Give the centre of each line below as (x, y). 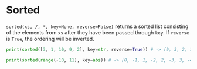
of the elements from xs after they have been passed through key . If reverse (98, 32)
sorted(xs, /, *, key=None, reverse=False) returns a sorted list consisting (97, 26)
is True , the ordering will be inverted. (50, 39)
